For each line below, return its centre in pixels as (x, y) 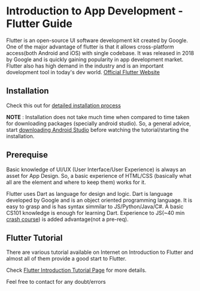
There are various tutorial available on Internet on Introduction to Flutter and (100, 252)
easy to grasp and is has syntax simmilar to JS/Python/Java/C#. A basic (95, 206)
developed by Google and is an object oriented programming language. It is (99, 200)
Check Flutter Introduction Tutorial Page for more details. (76, 270)
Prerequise (27, 155)
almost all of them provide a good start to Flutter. (66, 259)
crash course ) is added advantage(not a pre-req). (67, 219)
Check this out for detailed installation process (63, 105)
